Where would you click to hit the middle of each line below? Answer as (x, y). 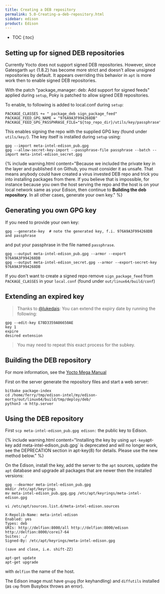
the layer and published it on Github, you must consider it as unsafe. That (79, 169)
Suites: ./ (16, 537)
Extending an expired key (45, 297)
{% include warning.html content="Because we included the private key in (80, 164)
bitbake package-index (28, 391)
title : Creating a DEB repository (41, 10)
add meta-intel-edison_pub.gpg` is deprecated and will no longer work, (86, 445)
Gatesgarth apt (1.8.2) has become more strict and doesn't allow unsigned (80, 70)
